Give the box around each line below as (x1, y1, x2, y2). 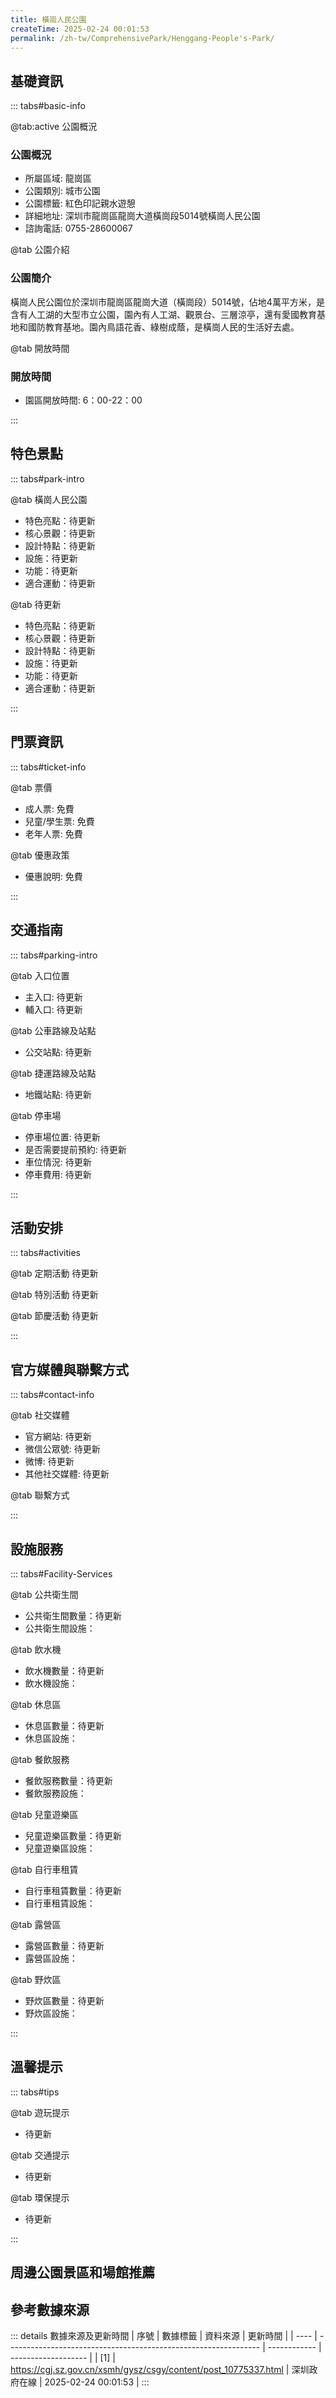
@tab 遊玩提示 (10, 2106, 70, 2118)
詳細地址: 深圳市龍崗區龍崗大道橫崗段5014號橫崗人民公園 (24, 210, 261, 222)
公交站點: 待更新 (24, 1046, 92, 1058)
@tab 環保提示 (10, 2191, 70, 2203)
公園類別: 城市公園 (24, 185, 101, 197)
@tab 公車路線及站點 (10, 1024, 97, 1036)
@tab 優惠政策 (10, 849, 70, 861)
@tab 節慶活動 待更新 (10, 1310, 99, 1322)
